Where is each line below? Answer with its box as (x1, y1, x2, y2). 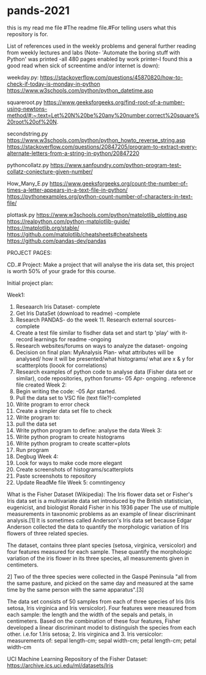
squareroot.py (7, 99, 42, 106)
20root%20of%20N (7, 118, 57, 126)
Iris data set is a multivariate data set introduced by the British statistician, (7, 497, 193, 504)
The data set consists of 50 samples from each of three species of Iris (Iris (7, 598, 195, 605)
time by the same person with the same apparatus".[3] (7, 586, 144, 593)
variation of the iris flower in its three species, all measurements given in (7, 554, 189, 562)
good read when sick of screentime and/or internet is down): (7, 62, 160, 69)
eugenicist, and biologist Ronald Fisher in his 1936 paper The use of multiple (7, 503, 199, 511)
